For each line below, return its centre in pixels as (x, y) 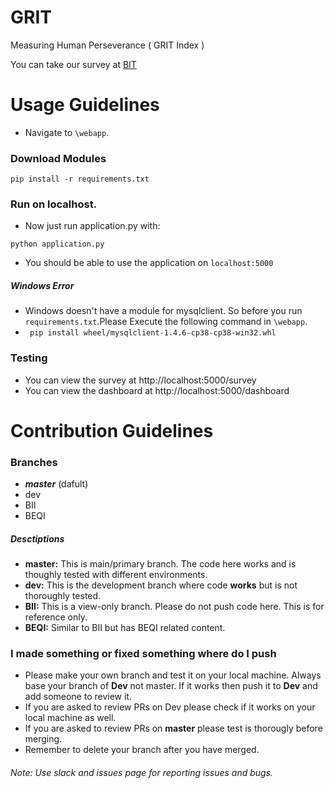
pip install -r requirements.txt (80, 179)
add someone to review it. (78, 697)
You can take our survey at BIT (73, 64)
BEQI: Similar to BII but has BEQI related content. (125, 628)
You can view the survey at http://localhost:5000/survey (140, 380)
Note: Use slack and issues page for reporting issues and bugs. (142, 773)
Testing (29, 358)
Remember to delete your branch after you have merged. (142, 750)
